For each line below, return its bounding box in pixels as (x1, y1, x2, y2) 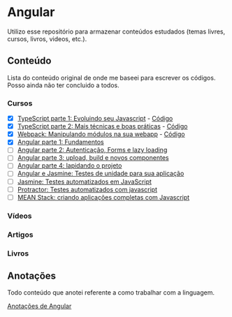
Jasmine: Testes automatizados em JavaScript (17, 177, 152, 186)
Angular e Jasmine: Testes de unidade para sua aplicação (17, 169, 184, 178)
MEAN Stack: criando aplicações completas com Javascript (17, 193, 190, 201)
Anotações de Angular (7, 302, 72, 311)
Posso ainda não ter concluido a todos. (7, 81, 120, 89)
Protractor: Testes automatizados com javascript (17, 185, 157, 193)
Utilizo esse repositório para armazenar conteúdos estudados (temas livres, (7, 27, 226, 36)
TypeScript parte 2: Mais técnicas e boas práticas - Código (17, 122, 188, 131)
